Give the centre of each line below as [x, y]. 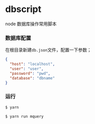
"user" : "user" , [27, 69]
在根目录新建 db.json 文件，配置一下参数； [49, 50]
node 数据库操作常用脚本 [31, 24]
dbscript [23, 9]
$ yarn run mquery [24, 116]
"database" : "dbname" [32, 78]
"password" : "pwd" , [30, 73]
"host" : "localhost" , [32, 64]
